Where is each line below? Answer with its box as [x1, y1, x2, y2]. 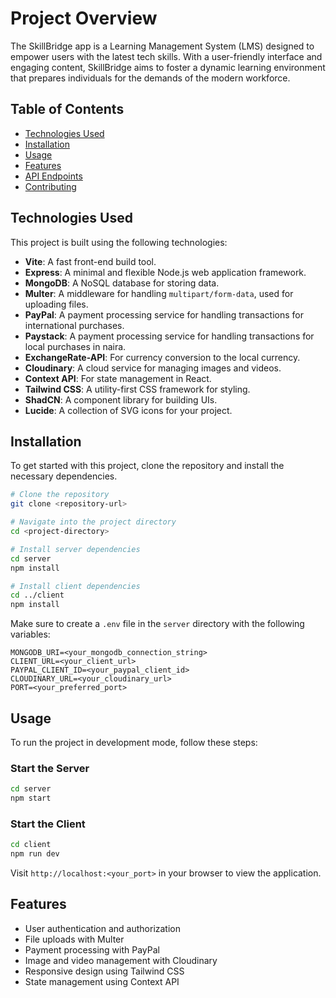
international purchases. [24, 319, 125, 331]
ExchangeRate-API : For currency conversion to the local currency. [24, 351, 301, 363]
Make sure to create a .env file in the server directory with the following [10, 618, 305, 630]
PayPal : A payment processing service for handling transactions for [24, 308, 304, 321]
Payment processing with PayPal [24, 943, 160, 956]
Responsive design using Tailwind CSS [24, 965, 185, 977]
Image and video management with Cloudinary [24, 954, 218, 966]
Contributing [24, 180, 77, 192]
